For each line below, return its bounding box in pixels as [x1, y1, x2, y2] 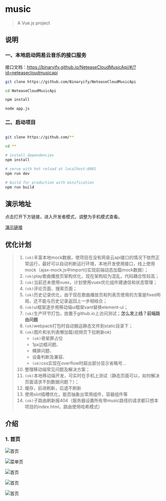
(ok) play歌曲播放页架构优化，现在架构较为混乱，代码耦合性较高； [24, 273, 160, 279]
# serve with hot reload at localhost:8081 [5, 166, 97, 171]
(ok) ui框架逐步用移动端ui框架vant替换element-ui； [24, 304, 128, 310]
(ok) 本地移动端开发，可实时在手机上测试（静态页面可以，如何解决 [24, 373, 160, 379]
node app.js [5, 106, 30, 111]
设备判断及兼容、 [32, 354, 67, 360]
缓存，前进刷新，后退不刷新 [24, 385, 82, 391]
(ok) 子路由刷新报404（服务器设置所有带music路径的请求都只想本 [24, 398, 159, 403]
